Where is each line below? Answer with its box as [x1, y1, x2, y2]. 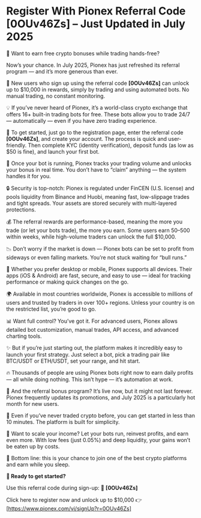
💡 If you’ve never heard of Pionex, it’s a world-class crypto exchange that [6, 104, 188, 111]
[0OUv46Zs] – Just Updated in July [6, 17, 186, 31]
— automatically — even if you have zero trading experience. [6, 117, 157, 124]
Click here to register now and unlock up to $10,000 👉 [6, 496, 142, 504]
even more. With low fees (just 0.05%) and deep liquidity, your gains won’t [6, 436, 191, 443]
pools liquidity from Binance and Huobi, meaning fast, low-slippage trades [6, 193, 190, 200]
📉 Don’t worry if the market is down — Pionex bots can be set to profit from [6, 245, 194, 252]
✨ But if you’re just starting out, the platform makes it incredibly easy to [6, 344, 183, 351]
